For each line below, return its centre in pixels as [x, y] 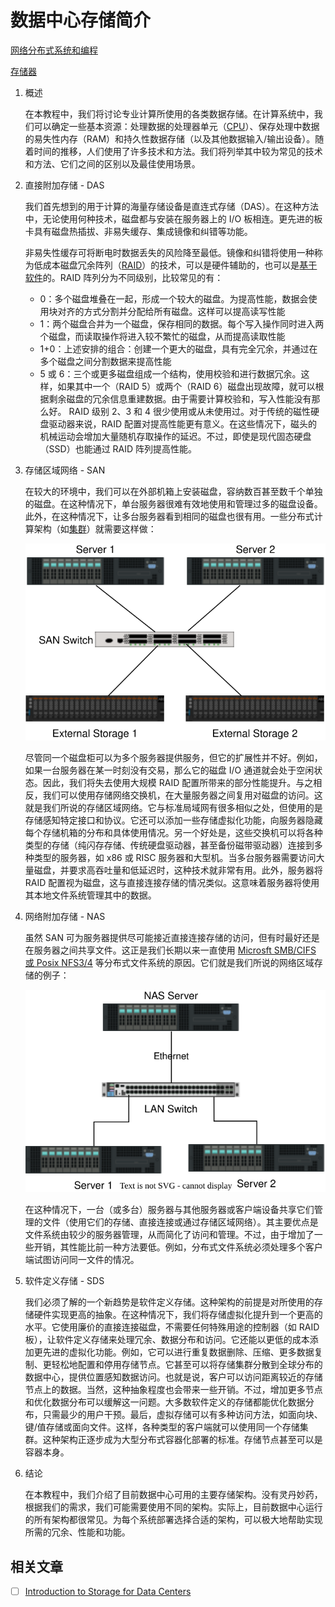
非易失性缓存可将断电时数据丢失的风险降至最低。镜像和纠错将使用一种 [169, 252]
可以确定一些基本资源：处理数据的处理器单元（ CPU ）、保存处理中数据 [176, 126]
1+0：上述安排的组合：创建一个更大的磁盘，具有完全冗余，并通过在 [178, 348]
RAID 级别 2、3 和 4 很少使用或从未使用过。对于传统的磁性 [189, 411]
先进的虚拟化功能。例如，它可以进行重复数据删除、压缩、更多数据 [178, 1352]
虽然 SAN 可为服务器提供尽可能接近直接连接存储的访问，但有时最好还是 [172, 938]
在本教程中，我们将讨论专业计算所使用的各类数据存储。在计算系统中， [169, 113]
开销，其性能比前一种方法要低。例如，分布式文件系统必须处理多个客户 [178, 1247]
